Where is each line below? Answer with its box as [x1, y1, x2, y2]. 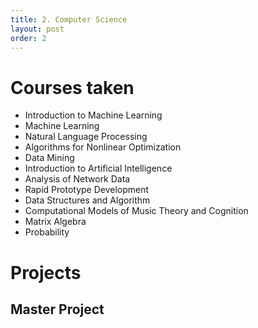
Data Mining [24, 152, 75, 164]
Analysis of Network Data [24, 173, 131, 185]
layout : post [10, 24, 65, 34]
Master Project [10, 301, 105, 318]
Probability [24, 226, 70, 238]
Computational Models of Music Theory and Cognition [24, 205, 249, 217]
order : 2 [10, 33, 47, 43]
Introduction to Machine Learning [24, 109, 163, 121]
